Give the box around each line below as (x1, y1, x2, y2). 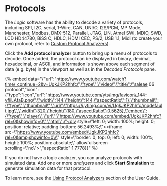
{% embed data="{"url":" (5, 76, 57, 82)
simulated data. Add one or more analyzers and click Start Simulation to (5, 160, 155, 166)
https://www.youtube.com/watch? (56, 76, 127, 82)
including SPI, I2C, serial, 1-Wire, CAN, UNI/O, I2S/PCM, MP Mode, (5, 24, 142, 30)
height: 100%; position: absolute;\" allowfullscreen (5, 139, 108, 145)
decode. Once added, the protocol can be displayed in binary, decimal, (5, 55, 151, 61)
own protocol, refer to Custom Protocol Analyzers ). (5, 40, 110, 46)
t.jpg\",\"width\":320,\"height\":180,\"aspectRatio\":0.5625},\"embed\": (5, 108, 147, 114)
